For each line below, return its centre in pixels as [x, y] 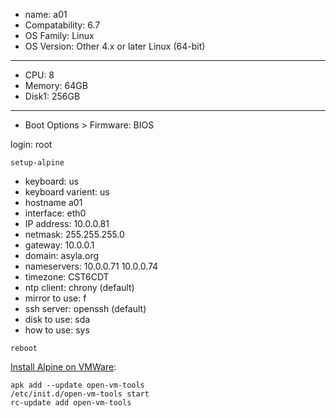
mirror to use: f [55, 298]
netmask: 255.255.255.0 [74, 234]
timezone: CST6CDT [67, 277]
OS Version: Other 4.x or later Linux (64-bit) [115, 46]
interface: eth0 [55, 213]
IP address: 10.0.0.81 [67, 223]
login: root [31, 144]
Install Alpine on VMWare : [63, 367]
